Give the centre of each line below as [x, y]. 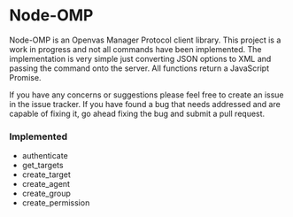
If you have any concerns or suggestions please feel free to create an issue [147, 95]
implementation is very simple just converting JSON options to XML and [140, 58]
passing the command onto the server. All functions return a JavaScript [139, 68]
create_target [46, 174]
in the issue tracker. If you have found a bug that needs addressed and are [145, 104]
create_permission [56, 203]
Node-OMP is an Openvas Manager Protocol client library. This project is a [145, 40]
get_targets [42, 166]
